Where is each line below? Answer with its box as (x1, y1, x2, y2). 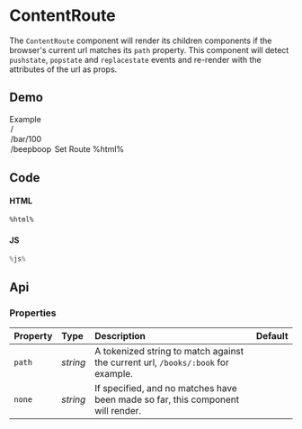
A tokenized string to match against (93, 344, 244, 357)
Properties (9, 307, 57, 319)
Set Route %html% (54, 143, 125, 154)
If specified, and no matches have (93, 381, 238, 394)
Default (255, 329, 289, 342)
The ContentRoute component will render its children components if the (9, 35, 272, 46)
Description (93, 329, 147, 342)
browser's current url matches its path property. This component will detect (9, 44, 289, 55)
